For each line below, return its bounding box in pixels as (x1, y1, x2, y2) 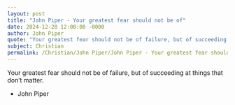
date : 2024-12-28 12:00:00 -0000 (7, 23, 105, 30)
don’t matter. (7, 76, 44, 84)
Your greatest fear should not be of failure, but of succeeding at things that (7, 68, 224, 77)
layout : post (7, 10, 45, 17)
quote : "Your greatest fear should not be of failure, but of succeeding (7, 36, 227, 43)
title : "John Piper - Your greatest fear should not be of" (7, 17, 187, 24)
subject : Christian (7, 43, 64, 50)
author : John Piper (7, 29, 64, 37)
